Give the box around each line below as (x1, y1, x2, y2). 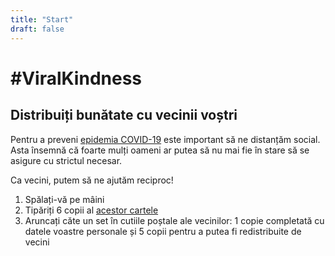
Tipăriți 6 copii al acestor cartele (24, 204, 159, 216)
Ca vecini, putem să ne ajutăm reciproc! (10, 174, 174, 186)
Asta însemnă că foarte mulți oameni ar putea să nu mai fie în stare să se (10, 144, 310, 156)
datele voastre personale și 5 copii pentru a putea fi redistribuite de (24, 225, 302, 237)
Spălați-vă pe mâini (24, 193, 105, 205)
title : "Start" (10, 14, 74, 25)
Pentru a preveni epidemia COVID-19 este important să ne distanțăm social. (10, 133, 321, 145)
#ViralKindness (10, 67, 143, 90)
